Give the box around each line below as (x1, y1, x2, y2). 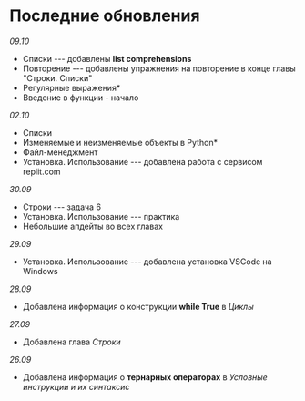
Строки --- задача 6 (22, 201, 102, 212)
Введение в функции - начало (22, 92, 139, 103)
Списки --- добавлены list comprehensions (22, 53, 192, 64)
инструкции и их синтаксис (22, 381, 130, 392)
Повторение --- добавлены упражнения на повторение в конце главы (22, 63, 296, 74)
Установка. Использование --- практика (22, 211, 180, 221)
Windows (22, 265, 58, 276)
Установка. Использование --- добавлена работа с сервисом (22, 156, 263, 167)
